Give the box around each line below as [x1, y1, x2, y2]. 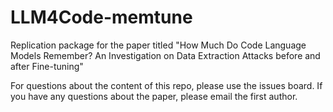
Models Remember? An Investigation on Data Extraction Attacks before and [10, 49, 321, 61]
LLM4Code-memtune [10, 6, 193, 29]
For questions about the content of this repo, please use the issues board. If [10, 79, 323, 91]
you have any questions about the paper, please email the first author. [10, 90, 298, 102]
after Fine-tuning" [10, 60, 84, 72]
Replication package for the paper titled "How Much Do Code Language [10, 39, 307, 51]
